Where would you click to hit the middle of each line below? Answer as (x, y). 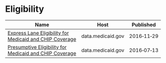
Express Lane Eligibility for (38, 33)
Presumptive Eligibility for (37, 47)
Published (144, 25)
